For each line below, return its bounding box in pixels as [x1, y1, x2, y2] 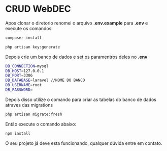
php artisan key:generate [5, 44, 60, 49]
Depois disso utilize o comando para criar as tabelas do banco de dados [5, 96, 156, 103]
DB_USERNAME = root [5, 83, 42, 88]
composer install [5, 35, 42, 40]
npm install [5, 131, 30, 136]
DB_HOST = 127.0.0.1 [5, 68, 44, 73]
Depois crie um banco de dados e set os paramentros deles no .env [5, 54, 148, 60]
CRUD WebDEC [5, 3, 71, 15]
